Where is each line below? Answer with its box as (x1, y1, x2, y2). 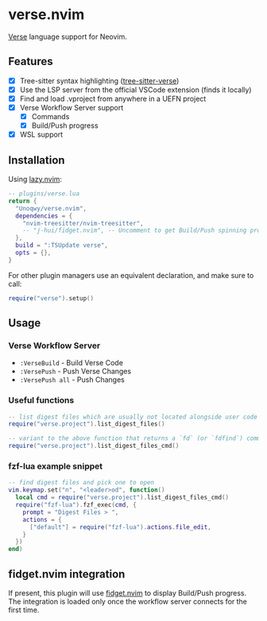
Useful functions (8, 395, 75, 406)
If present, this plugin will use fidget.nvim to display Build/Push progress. (8, 588, 247, 597)
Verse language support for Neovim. (8, 32, 127, 41)
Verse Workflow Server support (19, 102, 124, 112)
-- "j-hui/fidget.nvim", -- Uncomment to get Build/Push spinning (22, 226, 247, 235)
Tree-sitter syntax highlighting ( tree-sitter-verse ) (19, 75, 180, 85)
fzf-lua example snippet (8, 461, 103, 472)
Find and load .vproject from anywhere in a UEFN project (19, 94, 207, 103)
